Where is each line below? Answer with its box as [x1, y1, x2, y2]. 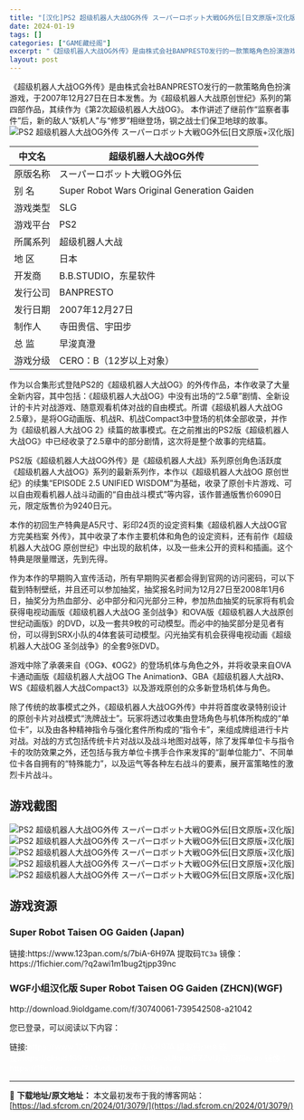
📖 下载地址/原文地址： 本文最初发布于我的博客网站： [9, 1089, 205, 1100]
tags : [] [9, 30, 43, 39]
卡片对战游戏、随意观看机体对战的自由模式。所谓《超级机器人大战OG [24, 402, 283, 413]
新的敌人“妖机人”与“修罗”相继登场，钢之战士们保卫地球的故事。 [36, 115, 273, 126]
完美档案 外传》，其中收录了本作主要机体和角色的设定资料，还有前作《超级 [16, 531, 293, 541]
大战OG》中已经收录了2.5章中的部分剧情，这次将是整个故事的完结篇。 [9, 436, 271, 446]
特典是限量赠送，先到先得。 [9, 554, 113, 564]
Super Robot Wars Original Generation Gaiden [59, 185, 254, 196]
